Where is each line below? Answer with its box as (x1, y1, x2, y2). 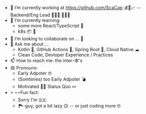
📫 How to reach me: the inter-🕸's (10, 58, 83, 63)
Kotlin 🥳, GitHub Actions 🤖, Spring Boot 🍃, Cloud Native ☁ (17, 47, 139, 52)
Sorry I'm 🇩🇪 (17, 97, 47, 103)
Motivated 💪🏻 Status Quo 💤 (17, 84, 77, 89)
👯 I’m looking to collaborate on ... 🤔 (10, 35, 84, 42)
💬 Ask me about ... (10, 41, 49, 47)
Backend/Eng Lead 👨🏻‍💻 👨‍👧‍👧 (10, 12, 70, 18)
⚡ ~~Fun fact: (10, 90, 39, 95)
